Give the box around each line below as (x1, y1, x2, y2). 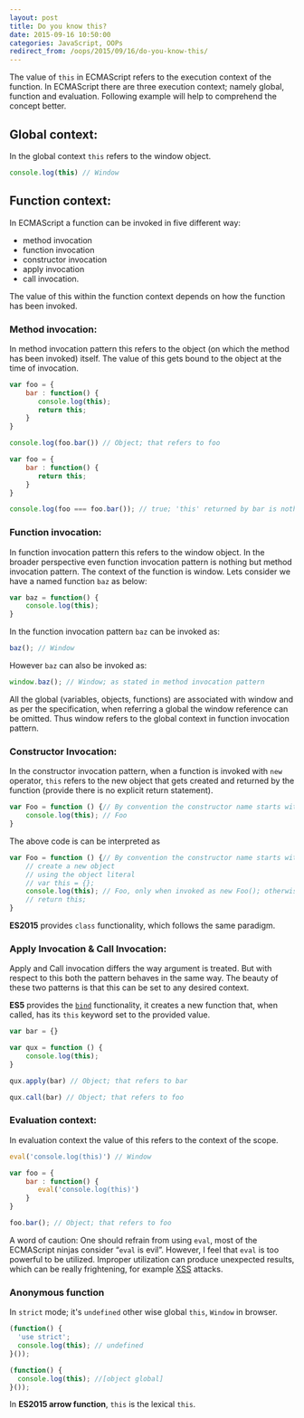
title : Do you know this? (9, 22, 107, 31)
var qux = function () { (9, 1044, 103, 1053)
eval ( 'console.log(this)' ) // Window (9, 1152, 152, 1161)
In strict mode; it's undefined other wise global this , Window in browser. (9, 1307, 278, 1318)
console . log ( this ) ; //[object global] (17, 1374, 165, 1384)
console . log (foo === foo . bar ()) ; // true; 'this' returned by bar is (9, 505, 278, 514)
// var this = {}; (25, 878, 95, 887)
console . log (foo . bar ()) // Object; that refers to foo (9, 439, 221, 448)
